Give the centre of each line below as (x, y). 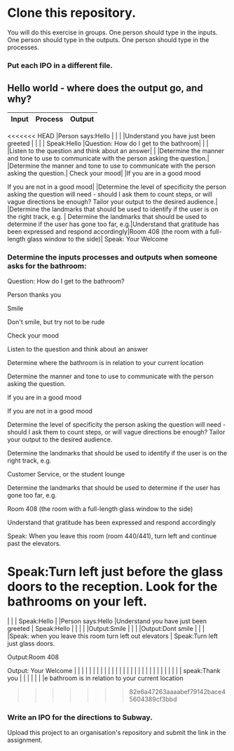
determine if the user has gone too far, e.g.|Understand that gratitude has (113, 224)
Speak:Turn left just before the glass (115, 572)
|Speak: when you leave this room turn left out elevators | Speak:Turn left (113, 636)
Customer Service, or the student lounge (66, 474)
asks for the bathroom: (47, 266)
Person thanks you (34, 294)
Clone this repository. (72, 13)
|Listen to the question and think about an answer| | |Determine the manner (116, 151)
